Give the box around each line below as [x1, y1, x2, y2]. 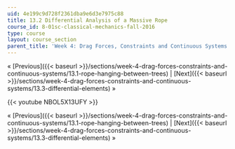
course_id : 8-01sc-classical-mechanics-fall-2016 [7, 23, 156, 30]
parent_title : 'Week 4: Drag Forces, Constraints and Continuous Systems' [7, 43, 231, 50]
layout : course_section [7, 36, 77, 43]
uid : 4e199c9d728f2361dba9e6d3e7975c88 [7, 10, 124, 17]
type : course [7, 29, 46, 37]
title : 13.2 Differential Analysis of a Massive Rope [7, 17, 168, 24]
